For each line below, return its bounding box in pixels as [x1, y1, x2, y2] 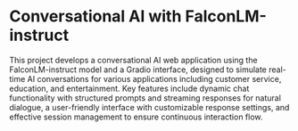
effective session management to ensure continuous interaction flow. [9, 111, 263, 122]
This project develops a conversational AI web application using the [9, 54, 258, 65]
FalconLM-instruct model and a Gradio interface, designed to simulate [9, 64, 268, 75]
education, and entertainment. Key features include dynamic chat [9, 83, 250, 94]
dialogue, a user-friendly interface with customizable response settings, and [9, 102, 290, 112]
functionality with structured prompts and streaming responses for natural [9, 92, 281, 103]
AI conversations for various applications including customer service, [27, 73, 282, 84]
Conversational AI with [9, 6, 182, 27]
